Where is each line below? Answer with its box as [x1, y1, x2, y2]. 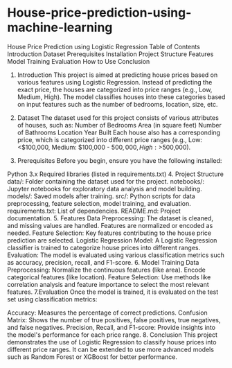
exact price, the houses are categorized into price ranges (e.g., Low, [17, 85, 213, 94]
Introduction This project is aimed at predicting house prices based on [17, 71, 218, 79]
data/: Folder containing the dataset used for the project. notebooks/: [7, 177, 204, 185]
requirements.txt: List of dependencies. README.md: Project [7, 207, 181, 215]
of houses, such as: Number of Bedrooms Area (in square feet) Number [17, 121, 222, 129]
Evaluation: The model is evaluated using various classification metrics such [7, 251, 225, 259]
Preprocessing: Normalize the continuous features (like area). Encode [7, 265, 206, 274]
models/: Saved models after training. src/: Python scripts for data [7, 192, 195, 200]
